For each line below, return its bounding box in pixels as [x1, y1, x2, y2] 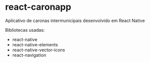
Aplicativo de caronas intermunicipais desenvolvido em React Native [5, 18, 145, 23]
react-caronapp [5, 1, 72, 13]
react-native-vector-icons [12, 47, 65, 53]
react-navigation [12, 52, 47, 58]
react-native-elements [12, 42, 58, 47]
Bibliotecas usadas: [5, 27, 45, 33]
